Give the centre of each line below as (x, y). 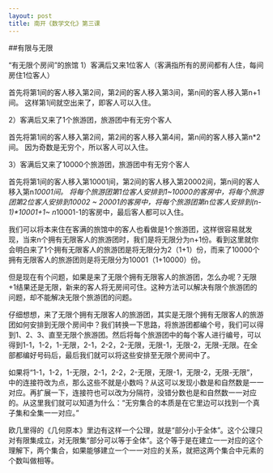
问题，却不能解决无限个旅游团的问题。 (72, 297)
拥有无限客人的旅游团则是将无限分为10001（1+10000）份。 (107, 260)
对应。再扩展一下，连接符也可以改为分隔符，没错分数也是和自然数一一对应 (132, 392)
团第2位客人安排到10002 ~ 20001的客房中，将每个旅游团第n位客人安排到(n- (135, 202)
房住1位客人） (31, 75)
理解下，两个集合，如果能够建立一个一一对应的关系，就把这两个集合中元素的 (136, 450)
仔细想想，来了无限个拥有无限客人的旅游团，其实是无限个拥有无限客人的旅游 (136, 314)
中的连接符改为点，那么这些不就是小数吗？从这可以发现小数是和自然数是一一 (136, 382)
